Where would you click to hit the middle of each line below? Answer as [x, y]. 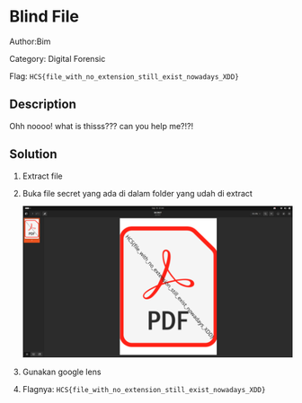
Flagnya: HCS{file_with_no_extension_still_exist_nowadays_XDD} [144, 389]
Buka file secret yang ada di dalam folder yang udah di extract [138, 193]
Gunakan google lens [62, 372]
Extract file [42, 176]
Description [43, 105]
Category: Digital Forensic [58, 58]
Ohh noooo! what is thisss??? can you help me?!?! [102, 126]
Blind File [44, 17]
